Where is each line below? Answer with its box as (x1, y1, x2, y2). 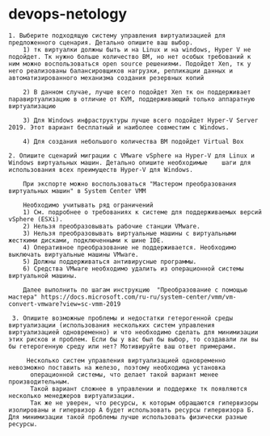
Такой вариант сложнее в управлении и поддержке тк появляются (29, 384, 248, 392)
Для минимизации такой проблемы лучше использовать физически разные (8, 413, 248, 421)
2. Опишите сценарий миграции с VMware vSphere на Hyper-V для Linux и (8, 151, 255, 160)
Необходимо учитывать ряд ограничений (23, 201, 154, 209)
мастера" (8, 292, 38, 301)
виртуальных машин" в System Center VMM (8, 187, 147, 195)
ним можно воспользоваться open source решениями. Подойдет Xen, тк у (8, 60, 251, 68)
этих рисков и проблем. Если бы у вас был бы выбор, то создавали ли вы (8, 335, 259, 343)
